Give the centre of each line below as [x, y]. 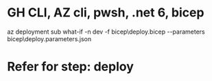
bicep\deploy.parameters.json [49, 38]
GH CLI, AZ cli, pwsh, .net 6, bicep [106, 13]
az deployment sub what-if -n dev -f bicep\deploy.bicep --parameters [106, 32]
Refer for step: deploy [70, 67]
